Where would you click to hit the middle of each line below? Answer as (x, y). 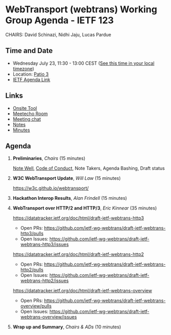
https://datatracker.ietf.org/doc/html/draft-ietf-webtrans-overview (82, 291)
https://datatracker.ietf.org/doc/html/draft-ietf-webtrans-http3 (78, 218)
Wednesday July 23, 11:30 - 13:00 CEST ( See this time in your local (84, 63)
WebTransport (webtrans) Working (81, 10)
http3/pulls (32, 234)
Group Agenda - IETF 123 (60, 20)
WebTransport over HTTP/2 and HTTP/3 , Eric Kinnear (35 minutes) (85, 208)
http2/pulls (32, 270)
